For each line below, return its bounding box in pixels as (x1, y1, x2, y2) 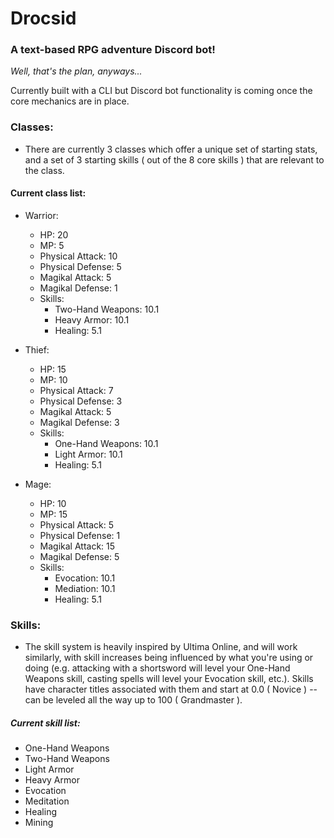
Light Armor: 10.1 (54, 448, 123, 460)
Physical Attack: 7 (39, 384, 114, 396)
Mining (24, 817, 54, 829)
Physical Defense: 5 (39, 260, 122, 272)
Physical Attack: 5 (39, 518, 115, 531)
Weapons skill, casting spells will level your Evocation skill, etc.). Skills (24, 673, 314, 685)
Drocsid (10, 7, 77, 30)
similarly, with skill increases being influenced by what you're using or (24, 652, 314, 664)
